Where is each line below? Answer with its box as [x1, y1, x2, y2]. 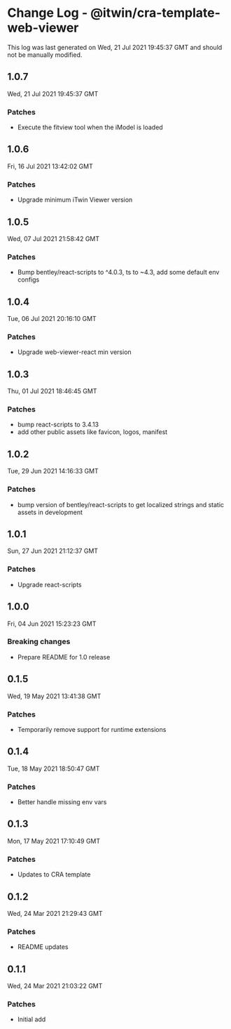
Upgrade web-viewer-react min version [17, 348, 132, 356]
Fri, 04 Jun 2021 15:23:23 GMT [7, 620, 97, 628]
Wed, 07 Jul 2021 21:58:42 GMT [7, 234, 100, 243]
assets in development [17, 508, 83, 516]
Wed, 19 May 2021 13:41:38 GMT [7, 692, 101, 700]
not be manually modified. [7, 51, 83, 59]
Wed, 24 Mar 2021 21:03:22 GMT [7, 982, 103, 990]
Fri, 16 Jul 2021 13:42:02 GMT [7, 162, 93, 170]
